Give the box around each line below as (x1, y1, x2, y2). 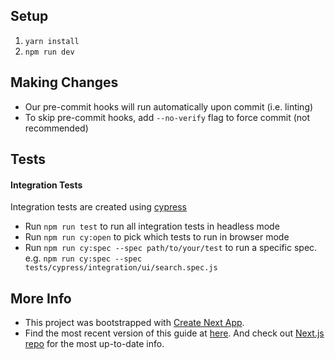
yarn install (24, 36, 80, 46)
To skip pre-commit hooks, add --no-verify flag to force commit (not (24, 111, 311, 123)
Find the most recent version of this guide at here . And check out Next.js (24, 327, 325, 339)
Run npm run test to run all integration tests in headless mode (24, 220, 280, 233)
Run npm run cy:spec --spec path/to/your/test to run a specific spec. (24, 242, 318, 254)
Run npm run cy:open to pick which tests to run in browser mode (24, 231, 290, 243)
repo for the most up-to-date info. (24, 338, 165, 350)
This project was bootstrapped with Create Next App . (24, 317, 245, 329)
